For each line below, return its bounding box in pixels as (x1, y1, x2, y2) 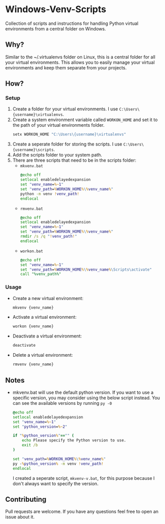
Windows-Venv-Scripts (5, 4, 106, 15)
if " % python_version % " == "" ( (12, 433, 74, 438)
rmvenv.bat (20, 206, 44, 211)
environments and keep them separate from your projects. (5, 64, 127, 70)
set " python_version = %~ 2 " (12, 424, 67, 429)
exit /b (22, 442, 38, 448)
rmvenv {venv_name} (12, 362, 54, 367)
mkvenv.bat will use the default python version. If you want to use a (12, 389, 154, 395)
